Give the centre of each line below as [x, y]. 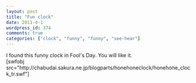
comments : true [25, 33]
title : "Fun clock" [30, 17]
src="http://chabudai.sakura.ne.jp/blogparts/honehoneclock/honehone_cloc [98, 68]
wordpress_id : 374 [28, 28]
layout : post [22, 11]
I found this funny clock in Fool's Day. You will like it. [69, 55]
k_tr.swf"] [18, 74]
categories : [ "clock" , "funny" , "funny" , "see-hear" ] [73, 39]
